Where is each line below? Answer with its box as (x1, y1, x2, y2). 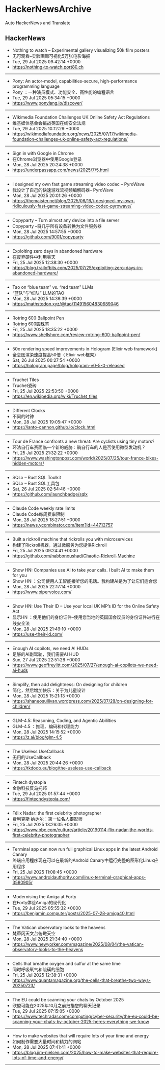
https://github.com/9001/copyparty (12, 233, 84, 240)
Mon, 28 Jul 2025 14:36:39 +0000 (12, 295, 82, 302)
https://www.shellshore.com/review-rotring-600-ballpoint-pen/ (12, 332, 140, 338)
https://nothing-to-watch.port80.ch (12, 64, 84, 70)
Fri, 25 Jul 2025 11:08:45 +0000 (12, 869, 77, 875)
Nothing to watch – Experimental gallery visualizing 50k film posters (12, 47, 150, 53)
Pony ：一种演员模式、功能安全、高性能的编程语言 (12, 89, 114, 95)
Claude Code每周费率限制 (12, 511, 65, 517)
